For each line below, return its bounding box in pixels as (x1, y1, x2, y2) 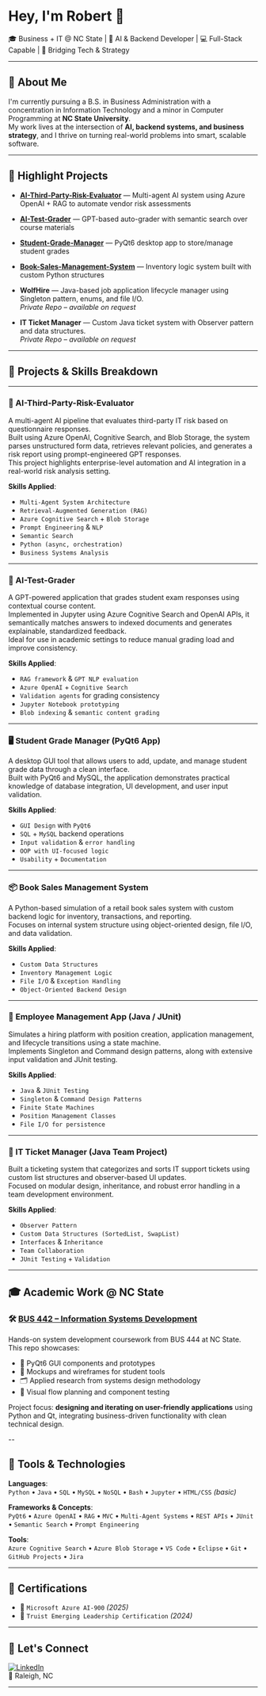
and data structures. (19, 326, 86, 335)
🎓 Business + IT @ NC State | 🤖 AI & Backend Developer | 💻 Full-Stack (8, 33, 243, 43)
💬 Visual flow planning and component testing (19, 1387, 170, 1396)
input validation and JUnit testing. (8, 1054, 118, 1064)
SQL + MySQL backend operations (19, 829, 124, 838)
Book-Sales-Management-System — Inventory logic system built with (19, 262, 252, 271)
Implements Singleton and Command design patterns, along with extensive (8, 1046, 253, 1056)
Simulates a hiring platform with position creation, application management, (8, 1029, 255, 1039)
